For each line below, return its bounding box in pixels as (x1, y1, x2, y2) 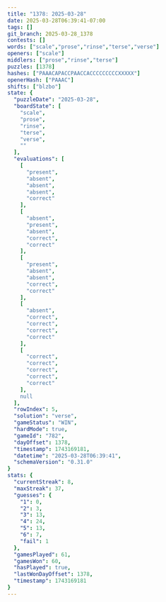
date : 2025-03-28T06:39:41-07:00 (7, 17, 106, 24)
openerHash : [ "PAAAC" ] (7, 76, 74, 84)
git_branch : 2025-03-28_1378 (7, 30, 93, 38)
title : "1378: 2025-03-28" (7, 10, 87, 18)
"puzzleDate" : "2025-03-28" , (13, 96, 100, 104)
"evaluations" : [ (13, 155, 65, 163)
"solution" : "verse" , (13, 413, 78, 420)
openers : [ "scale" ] (7, 50, 65, 57)
